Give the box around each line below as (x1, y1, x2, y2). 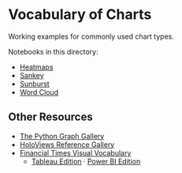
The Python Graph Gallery (19, 131, 105, 141)
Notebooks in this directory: (8, 47, 98, 56)
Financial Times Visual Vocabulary (19, 148, 132, 157)
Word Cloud (19, 87, 59, 96)
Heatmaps (19, 62, 54, 72)
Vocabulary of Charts (8, 6, 152, 24)
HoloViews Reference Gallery (19, 140, 115, 149)
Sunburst (19, 79, 50, 88)
